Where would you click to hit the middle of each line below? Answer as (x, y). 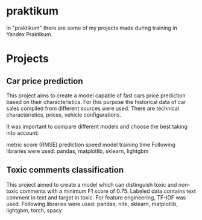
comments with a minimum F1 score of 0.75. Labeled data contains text (108, 191)
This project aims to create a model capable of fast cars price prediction (96, 95)
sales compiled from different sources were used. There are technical (93, 108)
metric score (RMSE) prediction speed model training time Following (91, 144)
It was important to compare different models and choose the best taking (97, 126)
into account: (23, 133)
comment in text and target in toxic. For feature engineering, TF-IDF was (96, 197)
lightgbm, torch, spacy (34, 210)
